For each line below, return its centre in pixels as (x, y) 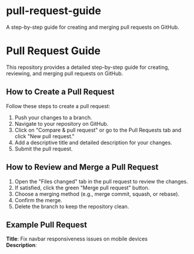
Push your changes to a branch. (53, 117)
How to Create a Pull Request (60, 92)
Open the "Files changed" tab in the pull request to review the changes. (101, 181)
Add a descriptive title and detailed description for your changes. (93, 142)
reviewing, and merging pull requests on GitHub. (65, 73)
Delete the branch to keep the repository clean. (72, 206)
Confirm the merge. (39, 200)
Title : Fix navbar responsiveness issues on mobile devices (77, 239)
